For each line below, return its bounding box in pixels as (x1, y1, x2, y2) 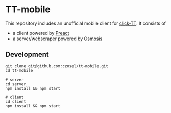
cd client (5, 99, 27, 104)
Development (5, 50, 50, 59)
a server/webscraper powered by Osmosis (12, 35, 103, 42)
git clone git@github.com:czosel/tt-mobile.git (5, 63, 109, 69)
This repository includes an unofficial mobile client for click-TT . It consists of (5, 20, 166, 26)
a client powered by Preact (12, 30, 69, 36)
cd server (5, 81, 27, 87)
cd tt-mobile (5, 68, 33, 73)
